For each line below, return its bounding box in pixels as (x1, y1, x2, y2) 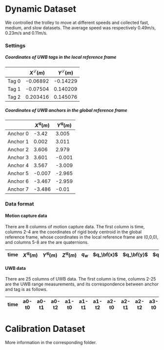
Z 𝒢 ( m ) (62, 251, 77, 259)
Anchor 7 (7, 186, 29, 193)
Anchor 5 (7, 170, 29, 177)
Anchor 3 (7, 154, 29, 161)
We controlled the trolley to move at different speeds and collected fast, (5, 20, 149, 25)
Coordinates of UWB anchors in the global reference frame (5, 107, 128, 113)
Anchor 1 (7, 138, 29, 145)
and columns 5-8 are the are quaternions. (5, 239, 89, 245)
